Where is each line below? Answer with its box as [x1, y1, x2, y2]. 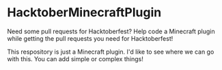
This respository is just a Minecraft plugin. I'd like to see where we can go [7, 48, 214, 56]
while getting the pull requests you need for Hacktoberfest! [7, 34, 174, 42]
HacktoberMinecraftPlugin [7, 5, 162, 20]
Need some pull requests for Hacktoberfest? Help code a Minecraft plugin [7, 27, 215, 35]
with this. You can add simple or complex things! [7, 54, 143, 63]
